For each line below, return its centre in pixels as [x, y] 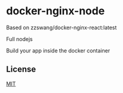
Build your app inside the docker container [58, 50]
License [21, 69]
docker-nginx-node [56, 11]
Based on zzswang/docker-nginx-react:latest [61, 27]
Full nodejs [19, 39]
